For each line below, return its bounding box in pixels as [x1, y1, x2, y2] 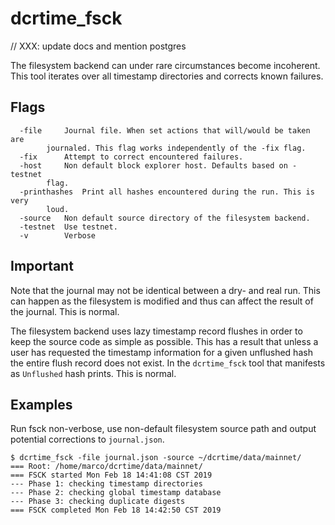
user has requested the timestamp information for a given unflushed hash [10, 346, 313, 358]
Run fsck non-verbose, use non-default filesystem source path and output [10, 423, 317, 435]
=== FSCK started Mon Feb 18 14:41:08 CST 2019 [10, 470, 213, 481]
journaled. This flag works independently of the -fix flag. [46, 143, 307, 153]
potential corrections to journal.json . [10, 433, 165, 446]
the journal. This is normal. [10, 305, 120, 317]
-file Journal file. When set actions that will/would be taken [19, 125, 311, 136]
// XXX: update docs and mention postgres [10, 40, 187, 52]
